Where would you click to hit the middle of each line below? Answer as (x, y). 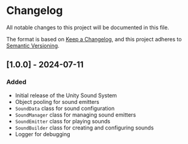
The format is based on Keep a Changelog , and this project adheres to (94, 39)
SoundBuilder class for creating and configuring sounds (84, 128)
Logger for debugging (43, 134)
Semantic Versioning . (33, 46)
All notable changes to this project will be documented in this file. (88, 27)
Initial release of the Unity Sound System (66, 95)
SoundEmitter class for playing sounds (62, 121)
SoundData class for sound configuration (65, 108)
